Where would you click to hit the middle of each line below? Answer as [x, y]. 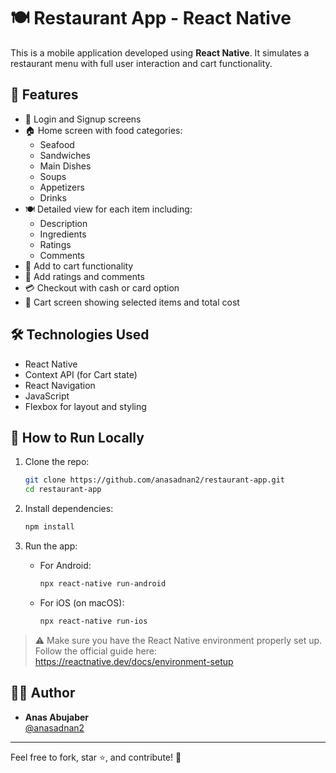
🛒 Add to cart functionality [79, 266]
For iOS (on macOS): [82, 602]
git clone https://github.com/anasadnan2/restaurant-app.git [155, 480]
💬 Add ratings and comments [84, 276]
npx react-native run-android [103, 584]
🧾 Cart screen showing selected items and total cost [132, 302]
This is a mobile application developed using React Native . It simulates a [160, 52]
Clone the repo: [57, 462]
